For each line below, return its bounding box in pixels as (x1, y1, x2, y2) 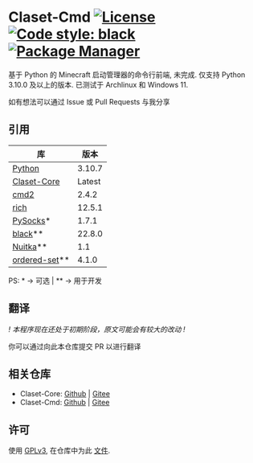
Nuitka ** (12, 241, 48, 252)
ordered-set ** (12, 254, 70, 265)
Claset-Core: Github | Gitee (19, 389, 111, 399)
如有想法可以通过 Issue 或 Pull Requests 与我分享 (8, 96, 170, 106)
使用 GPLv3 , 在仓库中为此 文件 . (8, 446, 111, 456)
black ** (12, 227, 44, 239)
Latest (77, 175, 101, 186)
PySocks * (12, 215, 51, 226)
